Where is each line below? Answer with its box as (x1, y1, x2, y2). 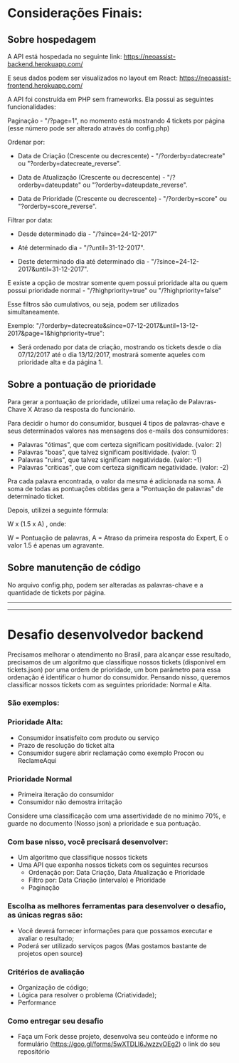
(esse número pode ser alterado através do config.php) (7, 124, 170, 133)
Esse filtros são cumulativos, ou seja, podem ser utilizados (7, 300, 179, 308)
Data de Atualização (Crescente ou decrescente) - (17, 173, 166, 181)
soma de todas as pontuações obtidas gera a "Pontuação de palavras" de (7, 484, 224, 493)
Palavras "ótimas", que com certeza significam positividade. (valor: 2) (17, 440, 222, 448)
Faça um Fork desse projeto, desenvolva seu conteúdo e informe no (17, 1032, 218, 1041)
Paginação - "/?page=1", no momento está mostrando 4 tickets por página (7, 116, 225, 125)
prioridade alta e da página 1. (17, 358, 103, 366)
